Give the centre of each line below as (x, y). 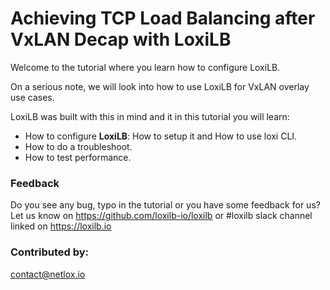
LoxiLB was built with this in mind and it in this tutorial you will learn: (150, 116)
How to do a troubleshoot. (78, 146)
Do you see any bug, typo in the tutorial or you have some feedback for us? (165, 205)
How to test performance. (78, 157)
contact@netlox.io (48, 274)
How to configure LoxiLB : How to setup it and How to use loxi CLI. (161, 136)
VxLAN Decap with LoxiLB (121, 39)
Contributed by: (50, 252)
